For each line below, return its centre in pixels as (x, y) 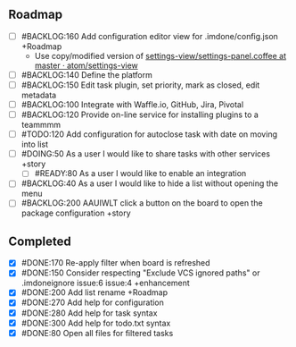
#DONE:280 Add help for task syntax (89, 313)
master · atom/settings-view (86, 65)
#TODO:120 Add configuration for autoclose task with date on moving (149, 134)
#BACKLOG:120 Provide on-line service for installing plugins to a (140, 114)
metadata (39, 95)
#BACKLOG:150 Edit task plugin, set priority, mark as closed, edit (140, 85)
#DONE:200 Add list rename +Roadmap (95, 292)
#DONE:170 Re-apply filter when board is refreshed (115, 263)
